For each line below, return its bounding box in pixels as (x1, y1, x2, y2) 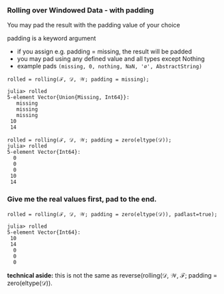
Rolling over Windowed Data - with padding (7, 5, 154, 15)
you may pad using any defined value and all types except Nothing (16, 55, 205, 63)
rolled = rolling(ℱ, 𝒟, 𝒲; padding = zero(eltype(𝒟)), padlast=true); (7, 211, 218, 217)
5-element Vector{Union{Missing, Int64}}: (7, 94, 130, 101)
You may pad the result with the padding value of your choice (7, 21, 180, 29)
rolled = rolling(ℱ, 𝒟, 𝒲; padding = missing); (7, 76, 150, 83)
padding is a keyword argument (7, 34, 96, 42)
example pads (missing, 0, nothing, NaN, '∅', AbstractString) (16, 62, 203, 70)
